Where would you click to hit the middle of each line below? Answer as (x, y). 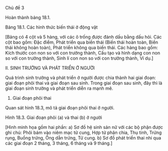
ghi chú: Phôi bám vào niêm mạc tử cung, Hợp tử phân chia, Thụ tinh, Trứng (83, 132)
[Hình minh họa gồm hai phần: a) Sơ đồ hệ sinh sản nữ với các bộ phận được (84, 127)
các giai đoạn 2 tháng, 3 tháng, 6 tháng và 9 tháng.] (59, 143)
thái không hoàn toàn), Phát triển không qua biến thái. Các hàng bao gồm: (81, 47)
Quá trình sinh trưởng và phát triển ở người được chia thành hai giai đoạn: (81, 78)
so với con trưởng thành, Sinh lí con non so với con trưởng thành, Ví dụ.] (79, 58)
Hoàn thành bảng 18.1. (28, 17)
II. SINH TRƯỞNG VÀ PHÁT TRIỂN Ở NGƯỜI (50, 68)
